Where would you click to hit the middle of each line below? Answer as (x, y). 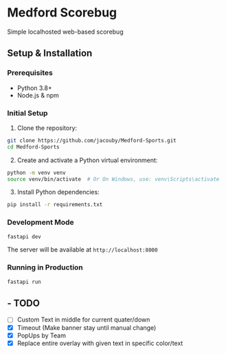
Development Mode (41, 223)
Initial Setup (27, 113)
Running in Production (45, 267)
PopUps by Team (42, 335)
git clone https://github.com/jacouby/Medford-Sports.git (92, 140)
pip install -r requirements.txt (55, 205)
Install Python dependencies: (58, 192)
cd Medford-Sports (33, 147)
